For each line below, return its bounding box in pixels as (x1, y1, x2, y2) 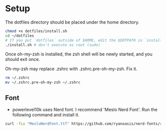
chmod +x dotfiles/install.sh (5, 28, 68, 33)
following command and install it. (12, 112, 80, 118)
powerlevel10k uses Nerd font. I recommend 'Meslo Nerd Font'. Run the (12, 106, 158, 112)
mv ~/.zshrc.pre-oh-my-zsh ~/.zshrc (5, 80, 81, 85)
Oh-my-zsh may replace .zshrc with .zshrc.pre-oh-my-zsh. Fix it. (5, 66, 137, 72)
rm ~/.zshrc (5, 76, 30, 80)
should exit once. (5, 56, 41, 62)
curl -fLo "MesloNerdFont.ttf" (5, 121, 70, 126)
